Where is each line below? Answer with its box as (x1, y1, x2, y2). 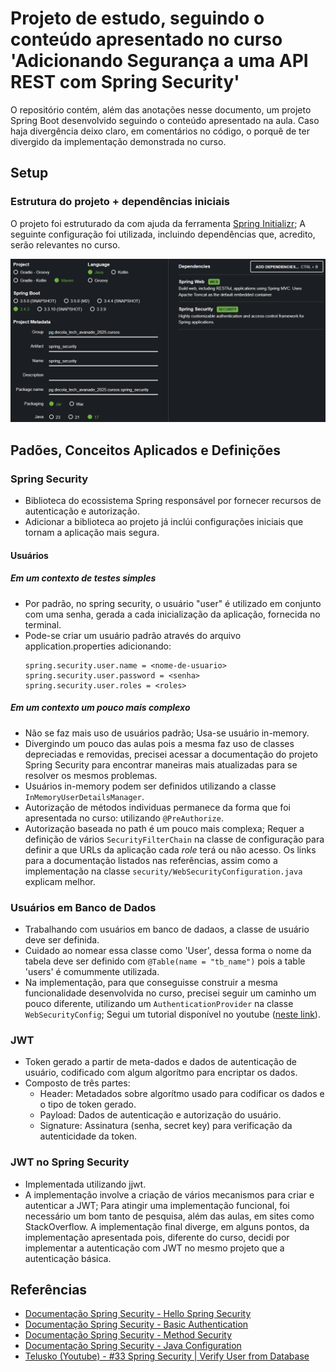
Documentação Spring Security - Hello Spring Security (24, 1308, 252, 1320)
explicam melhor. (24, 875, 96, 887)
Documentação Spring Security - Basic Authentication (24, 1318, 249, 1331)
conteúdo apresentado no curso (10, 28, 283, 51)
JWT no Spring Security (10, 1155, 130, 1169)
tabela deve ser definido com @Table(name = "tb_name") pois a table (24, 955, 306, 967)
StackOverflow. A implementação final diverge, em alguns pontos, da (24, 1220, 310, 1232)
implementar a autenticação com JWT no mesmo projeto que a (24, 1242, 285, 1254)
